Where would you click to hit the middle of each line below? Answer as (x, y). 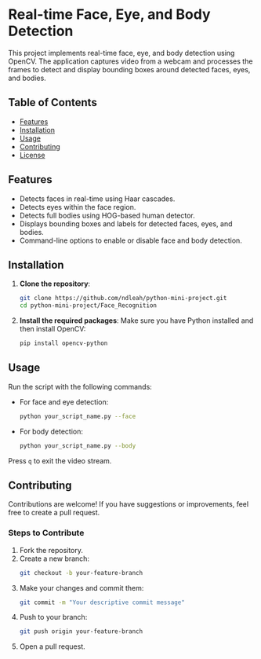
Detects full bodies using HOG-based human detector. (107, 215)
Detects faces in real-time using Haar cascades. (97, 199)
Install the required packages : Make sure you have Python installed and (136, 320)
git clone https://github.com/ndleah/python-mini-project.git (123, 298)
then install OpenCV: (53, 329)
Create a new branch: (54, 558)
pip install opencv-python (63, 343)
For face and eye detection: (64, 401)
